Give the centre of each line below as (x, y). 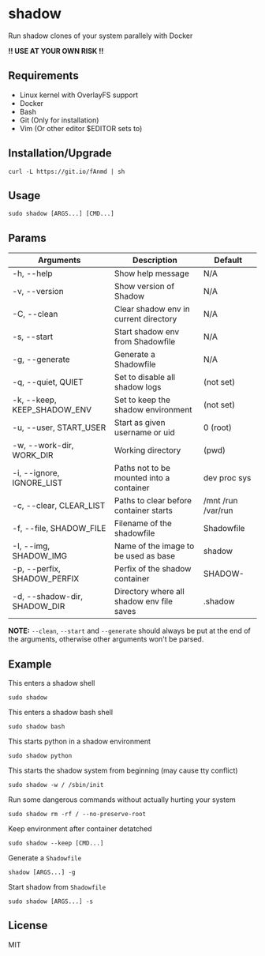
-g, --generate (41, 359)
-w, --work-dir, (43, 446)
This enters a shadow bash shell (60, 712)
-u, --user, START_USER (59, 427)
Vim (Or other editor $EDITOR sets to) (81, 128)
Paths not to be (142, 469)
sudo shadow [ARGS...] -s (50, 901)
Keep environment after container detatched (80, 829)
